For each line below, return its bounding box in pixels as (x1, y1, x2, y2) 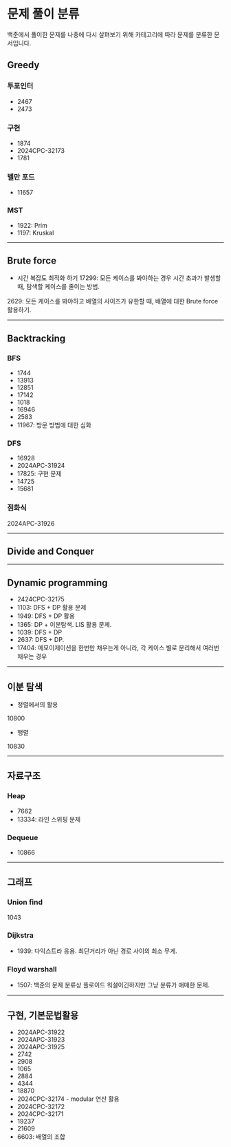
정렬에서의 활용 (16, 700, 58, 709)
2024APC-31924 (16, 462, 65, 470)
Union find (7, 897, 43, 907)
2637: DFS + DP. (16, 636, 65, 644)
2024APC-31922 (16, 1028, 65, 1036)
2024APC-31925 (16, 1043, 65, 1051)
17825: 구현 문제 (16, 469, 62, 478)
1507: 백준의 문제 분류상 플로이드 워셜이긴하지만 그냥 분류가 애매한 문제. (16, 981, 210, 989)
